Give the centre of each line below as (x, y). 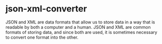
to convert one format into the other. (42, 37)
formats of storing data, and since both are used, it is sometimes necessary (81, 32)
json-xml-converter (46, 9)
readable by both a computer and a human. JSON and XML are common (78, 27)
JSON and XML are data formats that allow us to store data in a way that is (80, 22)
